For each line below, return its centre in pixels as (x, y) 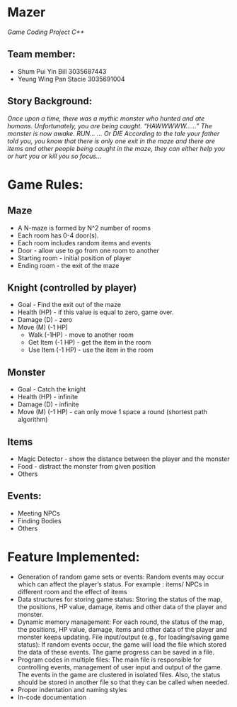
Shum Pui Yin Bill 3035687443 (62, 71)
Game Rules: (45, 184)
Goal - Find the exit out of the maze (69, 305)
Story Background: (50, 101)
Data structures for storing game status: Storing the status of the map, (120, 599)
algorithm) (33, 420)
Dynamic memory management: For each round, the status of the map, (121, 622)
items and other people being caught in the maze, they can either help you (116, 148)
